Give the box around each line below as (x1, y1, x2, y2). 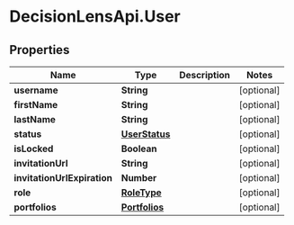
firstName (13, 99, 58, 111)
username (13, 84, 58, 96)
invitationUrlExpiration (13, 172, 112, 184)
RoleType (120, 186, 162, 199)
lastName (13, 113, 57, 125)
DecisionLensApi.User (9, 6, 182, 27)
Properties (9, 42, 70, 58)
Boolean (120, 142, 157, 155)
